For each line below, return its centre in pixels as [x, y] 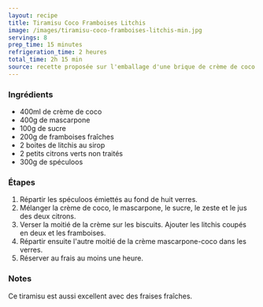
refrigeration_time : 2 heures [58, 52]
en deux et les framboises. [63, 233]
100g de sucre [43, 129]
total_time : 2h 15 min [45, 60]
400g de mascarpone [55, 120]
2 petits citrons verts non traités [71, 154]
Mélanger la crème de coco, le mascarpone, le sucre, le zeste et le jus [133, 208]
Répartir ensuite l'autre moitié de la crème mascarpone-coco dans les [133, 241]
